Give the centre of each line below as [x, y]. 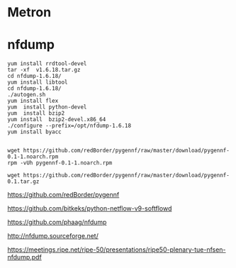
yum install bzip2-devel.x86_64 [57, 120]
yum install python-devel [47, 107]
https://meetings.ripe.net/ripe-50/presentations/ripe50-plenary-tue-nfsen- [117, 250]
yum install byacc [34, 132]
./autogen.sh [27, 95]
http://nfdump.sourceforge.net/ [53, 236]
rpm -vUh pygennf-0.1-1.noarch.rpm [60, 163]
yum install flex [33, 101]
